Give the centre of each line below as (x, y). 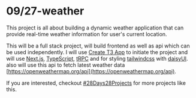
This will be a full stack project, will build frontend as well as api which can (98, 46)
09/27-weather (45, 11)
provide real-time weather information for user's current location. (87, 34)
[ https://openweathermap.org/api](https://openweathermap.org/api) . (91, 71)
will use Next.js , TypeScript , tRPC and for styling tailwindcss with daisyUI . (97, 58)
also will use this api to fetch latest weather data (66, 65)
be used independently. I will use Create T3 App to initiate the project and (97, 52)
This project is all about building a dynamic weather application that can (95, 28)
